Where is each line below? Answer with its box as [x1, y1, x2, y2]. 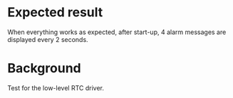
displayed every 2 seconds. [7, 35, 88, 43]
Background [7, 60, 81, 77]
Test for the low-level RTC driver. [7, 83, 105, 92]
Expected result [7, 4, 103, 21]
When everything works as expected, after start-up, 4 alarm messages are [7, 28, 227, 36]
